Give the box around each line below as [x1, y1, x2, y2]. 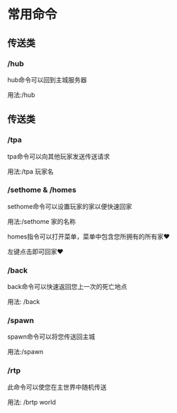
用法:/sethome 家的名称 [7, 217, 76, 225]
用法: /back [7, 298, 40, 306]
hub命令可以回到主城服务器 [7, 75, 87, 84]
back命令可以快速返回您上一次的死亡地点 [7, 283, 127, 291]
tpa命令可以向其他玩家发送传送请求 [7, 152, 110, 160]
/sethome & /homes [7, 185, 76, 195]
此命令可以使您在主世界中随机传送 [7, 383, 107, 391]
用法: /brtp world [7, 397, 57, 406]
